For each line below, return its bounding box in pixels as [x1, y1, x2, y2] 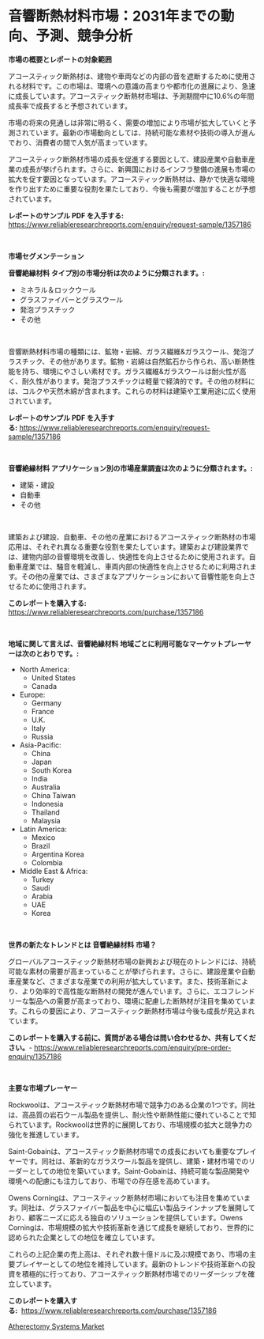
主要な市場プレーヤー [8, 1083, 77, 1092]
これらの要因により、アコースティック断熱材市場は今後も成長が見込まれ [20, 1006, 255, 1016]
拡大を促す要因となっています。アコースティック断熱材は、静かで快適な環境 [8, 174, 255, 183]
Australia [31, 782, 61, 792]
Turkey [31, 875, 54, 884]
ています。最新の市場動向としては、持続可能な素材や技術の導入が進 [28, 127, 249, 137]
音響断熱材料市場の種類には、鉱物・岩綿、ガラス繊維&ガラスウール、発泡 [8, 346, 247, 356]
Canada [31, 681, 58, 690]
